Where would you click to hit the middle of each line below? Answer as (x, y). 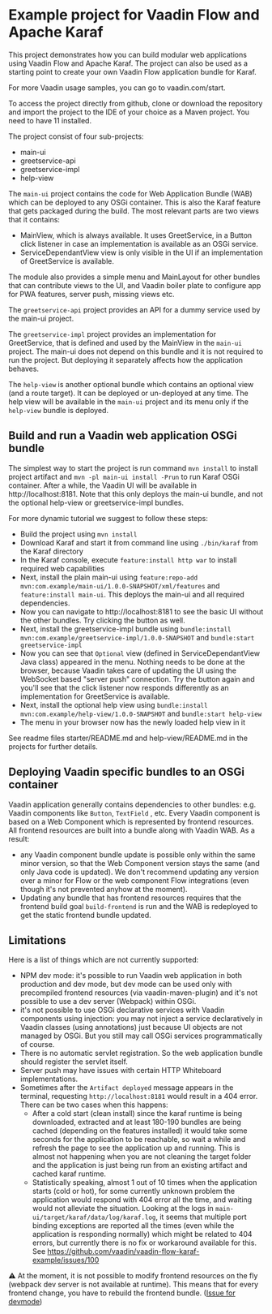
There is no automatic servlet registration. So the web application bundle (141, 1053)
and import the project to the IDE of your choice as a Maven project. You (129, 112)
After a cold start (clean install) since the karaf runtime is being (137, 1114)
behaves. (23, 368)
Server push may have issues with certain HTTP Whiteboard (121, 1071)
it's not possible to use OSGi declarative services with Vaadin (122, 1010)
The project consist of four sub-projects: (76, 136)
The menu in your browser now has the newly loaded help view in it (132, 722)
